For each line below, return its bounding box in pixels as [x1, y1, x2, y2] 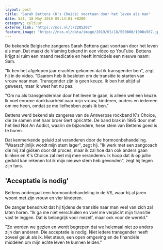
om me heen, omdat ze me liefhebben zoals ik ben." [5, 103, 109, 109]
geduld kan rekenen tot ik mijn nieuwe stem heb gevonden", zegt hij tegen [5, 158, 153, 163]
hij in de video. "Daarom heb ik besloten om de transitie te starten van [5, 73, 145, 78]
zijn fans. [5, 163, 23, 169]
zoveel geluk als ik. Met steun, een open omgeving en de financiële [5, 234, 140, 240]
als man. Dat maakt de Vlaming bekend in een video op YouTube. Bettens [5, 48, 151, 54]
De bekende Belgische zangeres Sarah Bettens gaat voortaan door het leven [5, 43, 158, 48]
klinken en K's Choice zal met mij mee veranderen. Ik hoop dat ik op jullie [5, 153, 151, 158]
